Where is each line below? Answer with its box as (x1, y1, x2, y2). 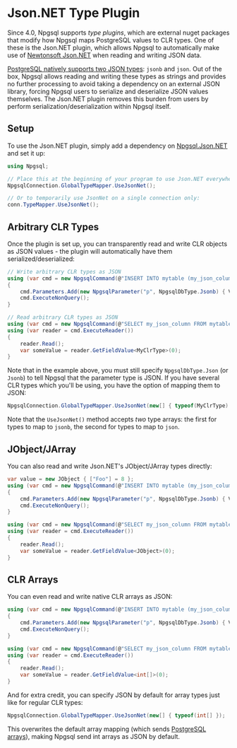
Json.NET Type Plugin (7, 5, 140, 21)
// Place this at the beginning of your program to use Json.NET (7, 175, 203, 182)
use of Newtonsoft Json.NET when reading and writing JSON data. (7, 51, 202, 59)
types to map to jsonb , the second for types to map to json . (7, 423, 180, 431)
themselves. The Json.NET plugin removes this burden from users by (7, 94, 209, 103)
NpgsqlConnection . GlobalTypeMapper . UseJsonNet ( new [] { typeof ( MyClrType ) (7, 402, 229, 409)
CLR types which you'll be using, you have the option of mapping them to (7, 381, 221, 390)
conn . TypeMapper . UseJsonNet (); (7, 201, 99, 209)
